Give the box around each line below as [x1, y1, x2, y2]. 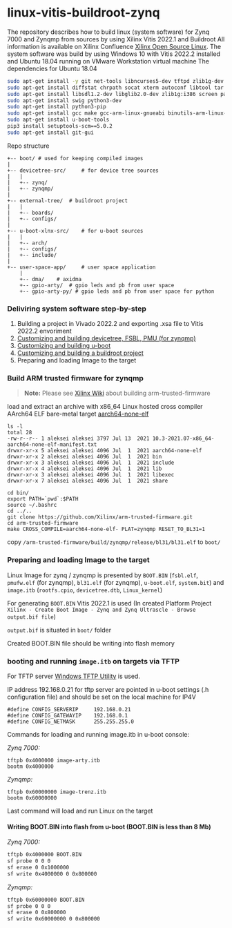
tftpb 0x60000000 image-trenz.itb [7, 789, 107, 795]
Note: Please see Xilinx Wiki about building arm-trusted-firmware [23, 389, 211, 398]
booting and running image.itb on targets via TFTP [7, 656, 180, 666]
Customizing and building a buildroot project [17, 349, 144, 357]
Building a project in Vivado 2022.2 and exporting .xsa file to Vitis [17, 320, 204, 328]
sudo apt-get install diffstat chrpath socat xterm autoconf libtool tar [7, 84, 224, 91]
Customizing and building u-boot [17, 342, 111, 350]
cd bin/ [7, 490, 30, 496]
